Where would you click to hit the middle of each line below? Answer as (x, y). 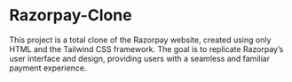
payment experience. (48, 68)
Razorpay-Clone (71, 15)
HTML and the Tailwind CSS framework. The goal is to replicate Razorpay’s (146, 48)
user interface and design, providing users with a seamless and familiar (140, 58)
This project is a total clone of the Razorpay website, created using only (140, 40)
